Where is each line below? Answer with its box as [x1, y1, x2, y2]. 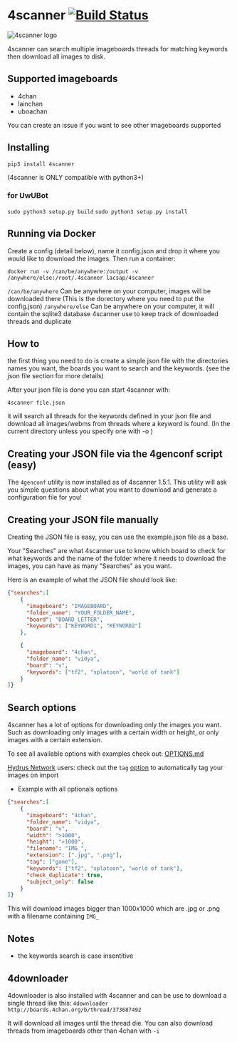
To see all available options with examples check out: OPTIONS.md [7, 749, 204, 758]
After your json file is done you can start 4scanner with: [7, 385, 171, 394]
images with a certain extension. [7, 736, 102, 744]
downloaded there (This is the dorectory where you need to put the [7, 294, 205, 303]
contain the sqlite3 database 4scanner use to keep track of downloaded [7, 309, 219, 318]
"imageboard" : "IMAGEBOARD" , [26, 602, 113, 609]
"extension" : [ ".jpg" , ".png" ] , [26, 851, 122, 859]
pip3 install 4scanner [7, 161, 75, 168]
